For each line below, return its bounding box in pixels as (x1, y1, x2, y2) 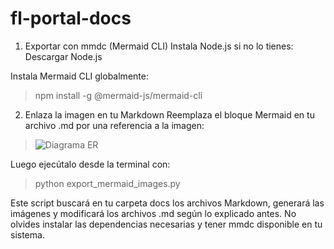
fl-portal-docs (10, 7, 132, 30)
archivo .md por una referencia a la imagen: (24, 119, 205, 131)
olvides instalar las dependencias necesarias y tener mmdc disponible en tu (10, 218, 323, 230)
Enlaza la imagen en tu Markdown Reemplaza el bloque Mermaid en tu (24, 108, 315, 121)
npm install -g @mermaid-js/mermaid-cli (34, 89, 203, 101)
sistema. (10, 228, 45, 241)
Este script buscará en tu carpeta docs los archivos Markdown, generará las (10, 197, 325, 209)
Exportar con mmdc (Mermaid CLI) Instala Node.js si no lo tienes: (24, 40, 294, 52)
